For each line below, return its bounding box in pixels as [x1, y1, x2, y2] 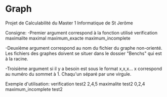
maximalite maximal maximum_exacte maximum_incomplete [5, 35, 131, 41]
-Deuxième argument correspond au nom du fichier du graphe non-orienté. [5, 45, 163, 51]
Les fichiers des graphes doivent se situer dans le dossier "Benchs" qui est [5, 50, 162, 56]
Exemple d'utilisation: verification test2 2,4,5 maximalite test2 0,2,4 [5, 81, 145, 87]
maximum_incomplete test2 [5, 86, 63, 92]
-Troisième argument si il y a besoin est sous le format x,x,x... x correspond [5, 66, 162, 72]
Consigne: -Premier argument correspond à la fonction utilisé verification [5, 29, 158, 36]
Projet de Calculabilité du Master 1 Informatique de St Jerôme [5, 20, 133, 26]
